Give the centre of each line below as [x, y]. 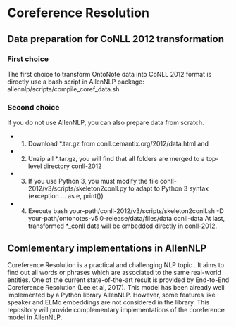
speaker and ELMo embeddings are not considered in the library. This [108, 302]
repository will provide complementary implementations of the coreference [116, 309]
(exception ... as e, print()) [66, 196]
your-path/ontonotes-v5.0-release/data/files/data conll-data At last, [126, 219]
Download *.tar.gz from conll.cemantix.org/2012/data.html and [118, 144]
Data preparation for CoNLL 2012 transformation [116, 39]
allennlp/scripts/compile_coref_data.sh [63, 89]
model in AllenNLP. [35, 317]
